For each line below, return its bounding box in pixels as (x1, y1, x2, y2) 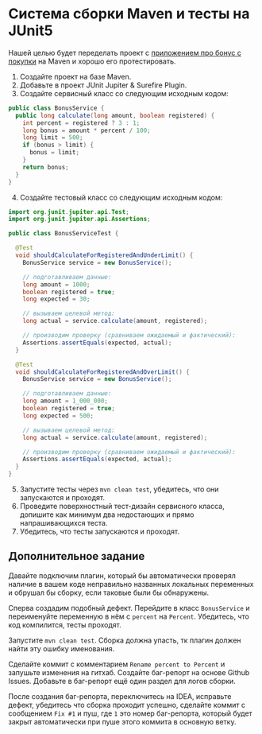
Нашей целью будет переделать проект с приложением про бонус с (8, 48, 242, 57)
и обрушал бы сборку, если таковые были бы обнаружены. (8, 588, 210, 597)
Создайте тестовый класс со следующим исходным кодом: (19, 192, 223, 202)
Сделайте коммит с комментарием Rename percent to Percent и (8, 659, 225, 669)
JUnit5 (8, 21, 53, 40)
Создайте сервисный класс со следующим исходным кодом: (19, 88, 229, 98)
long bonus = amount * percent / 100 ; (22, 126, 151, 134)
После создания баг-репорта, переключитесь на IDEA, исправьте (8, 691, 232, 701)
